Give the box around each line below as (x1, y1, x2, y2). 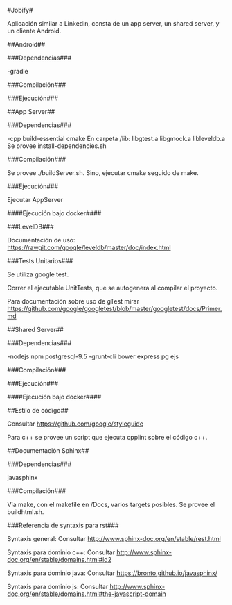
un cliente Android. (7, 27, 62, 35)
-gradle (7, 67, 29, 75)
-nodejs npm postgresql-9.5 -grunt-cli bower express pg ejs (7, 352, 179, 360)
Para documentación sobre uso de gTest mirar (7, 297, 140, 305)
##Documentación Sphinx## (7, 447, 89, 454)
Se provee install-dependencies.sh (7, 142, 107, 150)
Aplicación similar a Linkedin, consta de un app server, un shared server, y (7, 19, 220, 27)
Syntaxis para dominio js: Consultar (7, 583, 109, 590)
